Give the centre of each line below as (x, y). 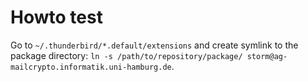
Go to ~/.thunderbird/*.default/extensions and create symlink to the (154, 45)
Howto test (56, 17)
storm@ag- (267, 56)
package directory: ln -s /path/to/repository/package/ (126, 55)
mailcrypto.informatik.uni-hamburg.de (91, 67)
